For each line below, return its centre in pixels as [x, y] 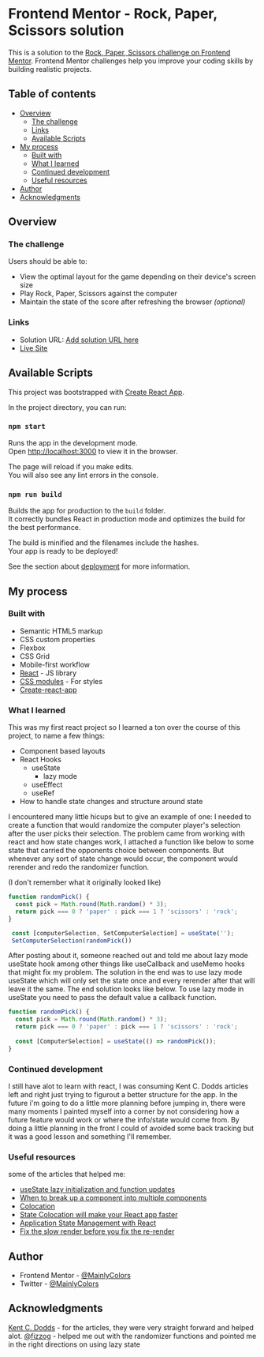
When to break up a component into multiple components [113, 1198]
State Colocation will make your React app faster [99, 1215]
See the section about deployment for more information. [99, 566]
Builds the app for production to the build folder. [87, 511]
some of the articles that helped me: [67, 1175]
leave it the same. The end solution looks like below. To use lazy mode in [126, 989]
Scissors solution [66, 30]
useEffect [47, 785]
